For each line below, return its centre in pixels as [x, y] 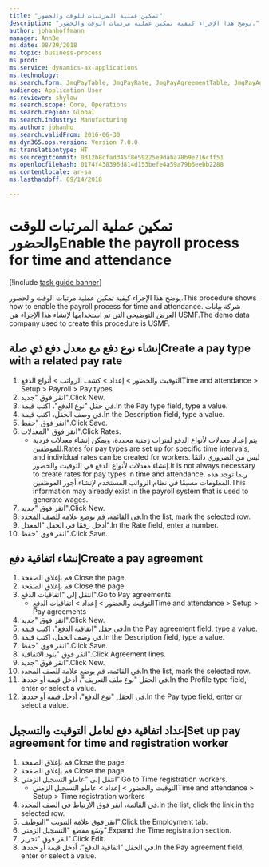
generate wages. [60, 499]
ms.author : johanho [42, 127]
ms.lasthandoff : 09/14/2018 [56, 180]
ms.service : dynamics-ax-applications [73, 68]
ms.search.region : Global [52, 113]
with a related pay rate [66, 361]
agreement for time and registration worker [119, 743]
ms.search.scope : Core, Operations [68, 105]
